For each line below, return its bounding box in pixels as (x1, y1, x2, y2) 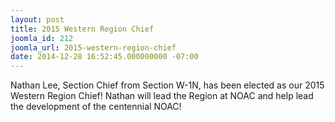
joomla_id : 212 (10, 33, 74, 43)
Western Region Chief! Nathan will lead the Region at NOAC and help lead (10, 90, 314, 102)
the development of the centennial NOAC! (10, 101, 182, 113)
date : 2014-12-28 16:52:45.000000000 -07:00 (10, 52, 199, 62)
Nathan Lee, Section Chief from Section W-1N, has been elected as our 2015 (10, 79, 325, 91)
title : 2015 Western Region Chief (10, 24, 155, 34)
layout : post (10, 14, 65, 25)
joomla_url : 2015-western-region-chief (10, 42, 177, 53)
